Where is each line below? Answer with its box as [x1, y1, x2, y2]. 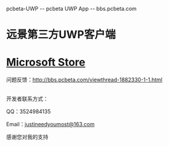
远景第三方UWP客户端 [6, 28, 116, 41]
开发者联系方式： [6, 95, 49, 102]
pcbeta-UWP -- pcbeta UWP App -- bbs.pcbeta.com [6, 5, 137, 12]
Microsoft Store [6, 56, 86, 69]
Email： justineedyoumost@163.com [6, 121, 95, 128]
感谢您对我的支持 [6, 133, 49, 141]
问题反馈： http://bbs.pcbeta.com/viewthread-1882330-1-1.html [6, 76, 163, 83]
